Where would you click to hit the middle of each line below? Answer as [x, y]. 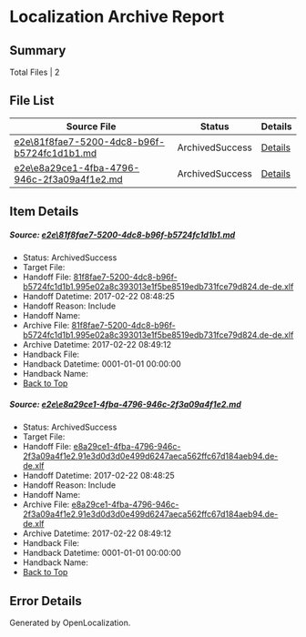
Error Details [46, 601]
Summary [38, 51]
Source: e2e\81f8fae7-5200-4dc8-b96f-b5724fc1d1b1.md [122, 235]
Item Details [44, 212]
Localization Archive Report [117, 17]
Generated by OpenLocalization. [70, 622]
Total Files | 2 [35, 72]
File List [32, 101]
